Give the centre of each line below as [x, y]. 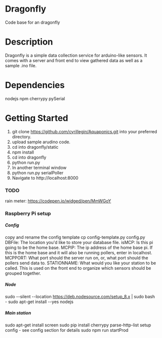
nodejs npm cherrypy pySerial [35, 98]
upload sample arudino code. [41, 142]
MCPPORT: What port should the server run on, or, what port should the [77, 258]
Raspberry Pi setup [28, 213]
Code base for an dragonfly [33, 22]
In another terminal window [39, 168]
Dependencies [35, 85]
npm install [23, 152]
